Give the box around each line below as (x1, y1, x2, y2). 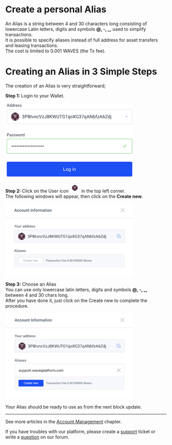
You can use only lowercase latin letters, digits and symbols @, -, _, (5, 286, 147, 293)
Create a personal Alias (5, 4, 106, 15)
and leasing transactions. (5, 42, 59, 48)
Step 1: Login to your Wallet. (5, 92, 65, 98)
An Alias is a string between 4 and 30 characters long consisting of (5, 21, 147, 27)
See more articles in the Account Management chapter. (5, 418, 122, 424)
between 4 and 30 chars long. (5, 292, 69, 298)
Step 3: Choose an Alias (5, 281, 56, 287)
